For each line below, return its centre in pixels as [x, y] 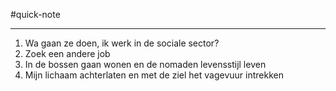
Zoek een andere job [67, 53]
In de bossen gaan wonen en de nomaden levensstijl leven [145, 64]
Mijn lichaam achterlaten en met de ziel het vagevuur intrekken [154, 75]
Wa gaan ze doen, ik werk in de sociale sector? [122, 43]
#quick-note [35, 14]
